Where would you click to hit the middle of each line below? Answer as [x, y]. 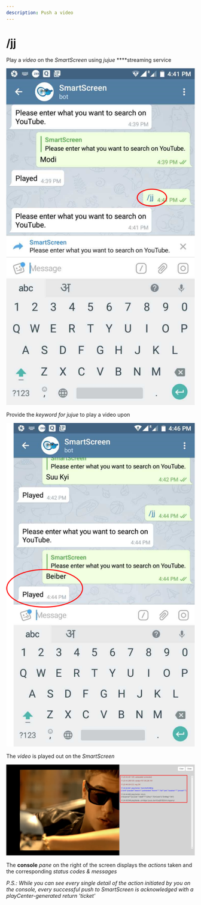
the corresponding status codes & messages [62, 871]
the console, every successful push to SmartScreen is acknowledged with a [100, 889]
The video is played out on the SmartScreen [60, 756]
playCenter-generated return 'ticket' [51, 896]
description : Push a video [40, 13]
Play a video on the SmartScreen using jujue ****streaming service [89, 59]
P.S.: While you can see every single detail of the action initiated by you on [98, 883]
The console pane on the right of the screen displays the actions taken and [99, 865]
